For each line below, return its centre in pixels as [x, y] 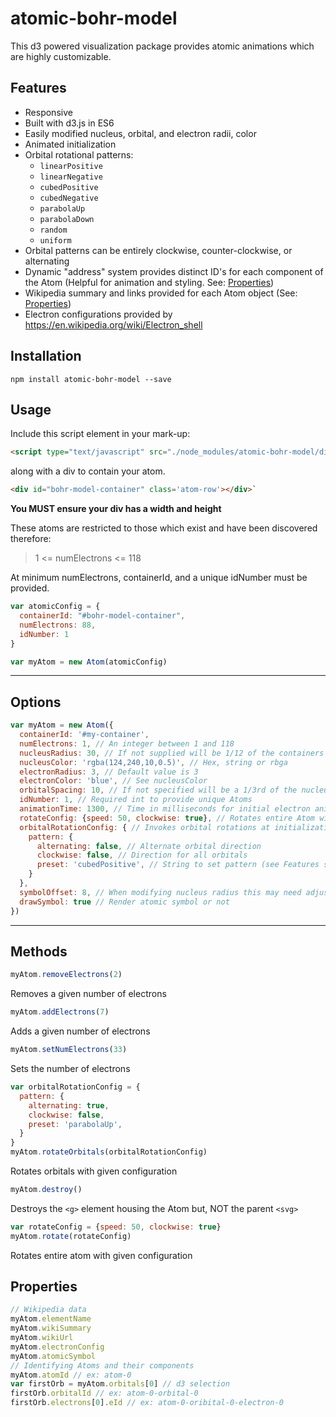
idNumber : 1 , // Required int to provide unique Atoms [136, 800]
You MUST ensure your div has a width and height [116, 509]
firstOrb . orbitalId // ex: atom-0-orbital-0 [104, 1393]
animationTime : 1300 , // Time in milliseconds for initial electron [165, 809]
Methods [39, 951]
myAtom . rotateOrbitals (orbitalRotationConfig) [109, 1152]
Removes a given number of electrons [88, 994]
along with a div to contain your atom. [88, 471]
